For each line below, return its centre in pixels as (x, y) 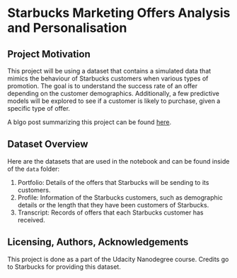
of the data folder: (34, 169)
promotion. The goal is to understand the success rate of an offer (103, 86)
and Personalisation (67, 28)
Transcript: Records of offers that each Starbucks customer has (110, 212)
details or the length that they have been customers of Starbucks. (113, 205)
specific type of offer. (39, 108)
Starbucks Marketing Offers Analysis (119, 13)
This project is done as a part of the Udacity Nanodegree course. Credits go (118, 259)
